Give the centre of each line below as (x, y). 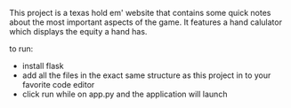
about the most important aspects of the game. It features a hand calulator (146, 22)
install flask (43, 66)
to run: (21, 49)
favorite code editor (58, 85)
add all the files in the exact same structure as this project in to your (146, 75)
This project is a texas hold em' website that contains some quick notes (140, 13)
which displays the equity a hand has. (78, 31)
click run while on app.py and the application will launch (125, 94)
